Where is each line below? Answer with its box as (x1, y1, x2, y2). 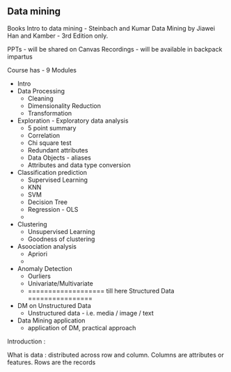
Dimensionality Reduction (27, 101, 101, 110)
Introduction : (7, 337, 46, 346)
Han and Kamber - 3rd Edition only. (7, 31, 109, 40)
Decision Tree (27, 198, 68, 206)
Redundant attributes (27, 146, 88, 154)
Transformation (27, 109, 72, 117)
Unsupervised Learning (27, 227, 95, 235)
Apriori (27, 249, 47, 258)
